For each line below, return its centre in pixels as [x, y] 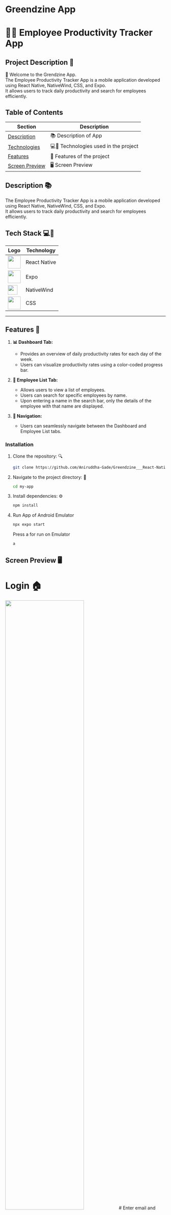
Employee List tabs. [41, 432]
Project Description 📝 [40, 62]
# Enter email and [137, 1208]
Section [27, 127]
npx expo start [29, 525]
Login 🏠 [24, 586]
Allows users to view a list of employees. [63, 390]
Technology [41, 250]
